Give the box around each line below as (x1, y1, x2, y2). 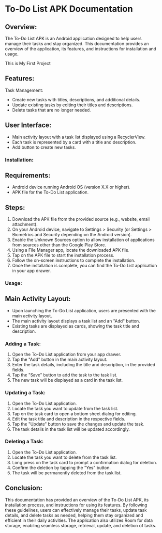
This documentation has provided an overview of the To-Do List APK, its (5, 497, 149, 502)
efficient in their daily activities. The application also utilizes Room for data (5, 517, 153, 523)
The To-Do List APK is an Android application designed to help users (5, 35, 142, 41)
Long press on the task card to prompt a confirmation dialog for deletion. (12, 459, 157, 465)
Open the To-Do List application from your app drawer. (12, 352, 121, 357)
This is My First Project (5, 61, 51, 66)
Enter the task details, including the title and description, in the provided (12, 362, 156, 368)
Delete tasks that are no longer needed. (12, 107, 91, 113)
